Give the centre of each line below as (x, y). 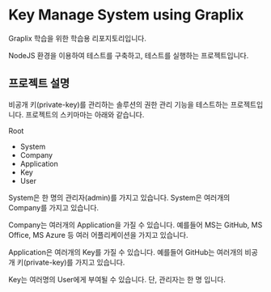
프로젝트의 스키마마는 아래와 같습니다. (85, 114)
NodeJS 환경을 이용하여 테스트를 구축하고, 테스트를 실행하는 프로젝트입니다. (129, 55)
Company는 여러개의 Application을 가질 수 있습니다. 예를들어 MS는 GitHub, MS (135, 225)
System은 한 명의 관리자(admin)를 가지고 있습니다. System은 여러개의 (119, 197)
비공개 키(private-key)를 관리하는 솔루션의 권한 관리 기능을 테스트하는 (119, 104)
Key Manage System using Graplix (126, 15)
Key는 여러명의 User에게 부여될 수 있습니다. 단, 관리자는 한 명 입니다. (117, 279)
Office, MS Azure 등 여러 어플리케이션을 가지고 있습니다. (98, 235)
